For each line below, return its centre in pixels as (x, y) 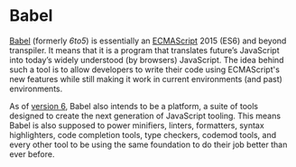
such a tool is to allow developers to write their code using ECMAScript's (144, 70)
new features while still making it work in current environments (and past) (146, 79)
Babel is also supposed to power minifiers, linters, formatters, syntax (137, 125)
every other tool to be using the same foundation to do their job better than (148, 144)
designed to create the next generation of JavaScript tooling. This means (145, 116)
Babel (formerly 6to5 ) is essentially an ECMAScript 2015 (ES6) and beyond (148, 41)
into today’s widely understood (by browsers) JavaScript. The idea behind (147, 60)
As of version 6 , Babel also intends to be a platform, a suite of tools (134, 106)
